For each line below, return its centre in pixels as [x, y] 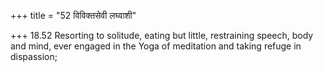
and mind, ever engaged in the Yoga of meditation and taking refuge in [156, 46]
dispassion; [34, 56]
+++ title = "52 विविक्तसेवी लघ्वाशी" [73, 15]
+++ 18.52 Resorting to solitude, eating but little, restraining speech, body [162, 35]
